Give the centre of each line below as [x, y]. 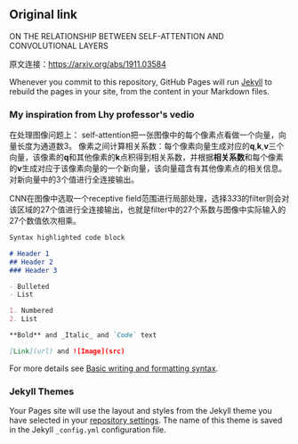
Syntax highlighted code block [67, 238]
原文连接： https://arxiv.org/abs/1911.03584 [88, 64]
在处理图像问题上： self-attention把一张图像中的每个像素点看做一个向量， [144, 135]
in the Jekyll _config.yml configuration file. [88, 430]
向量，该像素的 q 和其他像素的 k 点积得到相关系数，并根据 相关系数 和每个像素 [146, 157]
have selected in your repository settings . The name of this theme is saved [146, 420]
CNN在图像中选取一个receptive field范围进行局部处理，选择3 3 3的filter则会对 [149, 199]
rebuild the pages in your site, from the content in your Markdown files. [139, 91]
